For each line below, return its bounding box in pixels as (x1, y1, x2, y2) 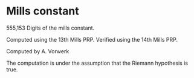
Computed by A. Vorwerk (6, 47, 70, 55)
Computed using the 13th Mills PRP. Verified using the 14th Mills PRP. (6, 36, 178, 43)
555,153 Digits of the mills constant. (6, 24, 95, 31)
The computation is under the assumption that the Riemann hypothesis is (6, 59, 189, 67)
